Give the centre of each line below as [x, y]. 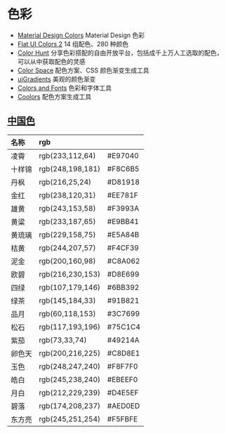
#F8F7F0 [122, 366]
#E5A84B [123, 235]
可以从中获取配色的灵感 [51, 61]
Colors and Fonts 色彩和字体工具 [65, 88]
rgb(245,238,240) [69, 379]
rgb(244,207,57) [67, 248]
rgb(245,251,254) [69, 419]
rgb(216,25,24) [65, 182]
